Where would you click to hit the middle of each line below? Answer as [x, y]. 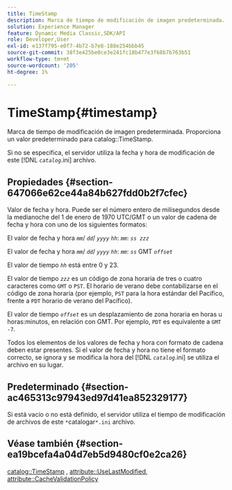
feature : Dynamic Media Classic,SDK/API [67, 33]
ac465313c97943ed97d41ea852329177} [98, 398]
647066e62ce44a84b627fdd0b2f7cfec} [98, 193]
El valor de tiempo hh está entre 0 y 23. [63, 265]
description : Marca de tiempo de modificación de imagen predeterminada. [116, 20]
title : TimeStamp [32, 14]
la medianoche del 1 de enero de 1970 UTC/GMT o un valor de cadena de [112, 217]
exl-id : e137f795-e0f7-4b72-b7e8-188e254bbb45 [76, 46]
